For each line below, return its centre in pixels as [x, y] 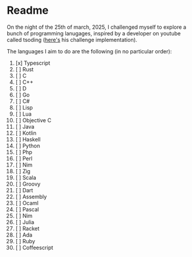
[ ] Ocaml [27, 203]
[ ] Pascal [27, 209]
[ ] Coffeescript [34, 247]
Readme [28, 10]
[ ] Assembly [31, 196]
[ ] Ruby [25, 241]
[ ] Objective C [33, 120]
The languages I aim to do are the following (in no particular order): [89, 51]
